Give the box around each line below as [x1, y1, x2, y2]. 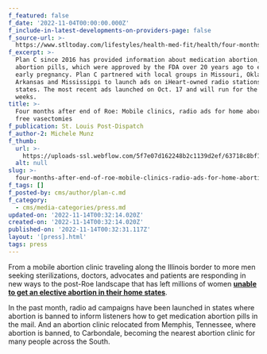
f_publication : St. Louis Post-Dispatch [8, 122, 145, 130]
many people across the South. [8, 337, 110, 346]
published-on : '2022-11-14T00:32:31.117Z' [8, 225, 151, 234]
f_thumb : [8, 137, 37, 145]
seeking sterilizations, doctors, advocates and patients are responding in [8, 271, 246, 280]
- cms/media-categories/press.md [15, 203, 126, 211]
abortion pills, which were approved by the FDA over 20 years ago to [15, 63, 254, 71]
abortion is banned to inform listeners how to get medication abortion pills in [8, 311, 258, 321]
